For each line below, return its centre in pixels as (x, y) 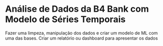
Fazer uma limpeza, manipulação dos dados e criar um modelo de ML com (81, 33)
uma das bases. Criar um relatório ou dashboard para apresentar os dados (81, 38)
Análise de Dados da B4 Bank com (77, 9)
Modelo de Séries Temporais (65, 19)
